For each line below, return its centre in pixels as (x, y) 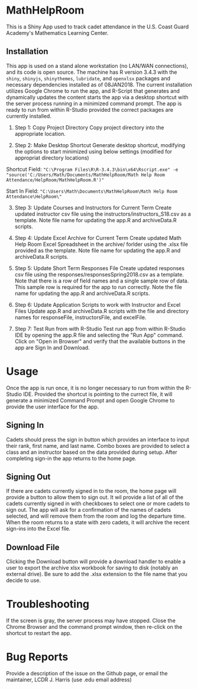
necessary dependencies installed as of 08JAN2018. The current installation (99, 84)
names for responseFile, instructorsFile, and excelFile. (80, 317)
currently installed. (29, 116)
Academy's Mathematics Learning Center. (57, 32)
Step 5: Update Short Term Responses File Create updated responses (100, 268)
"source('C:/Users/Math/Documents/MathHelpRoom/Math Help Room (86, 175)
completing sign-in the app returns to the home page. (72, 458)
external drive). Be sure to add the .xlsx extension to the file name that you (97, 574)
